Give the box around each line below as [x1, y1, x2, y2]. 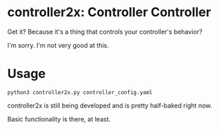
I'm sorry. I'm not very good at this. [7, 41, 109, 49]
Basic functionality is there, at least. [7, 115, 111, 123]
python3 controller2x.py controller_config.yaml [7, 89, 153, 96]
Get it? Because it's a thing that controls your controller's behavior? [7, 27, 203, 36]
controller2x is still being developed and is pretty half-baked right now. [7, 101, 213, 110]
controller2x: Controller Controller [7, 4, 211, 20]
